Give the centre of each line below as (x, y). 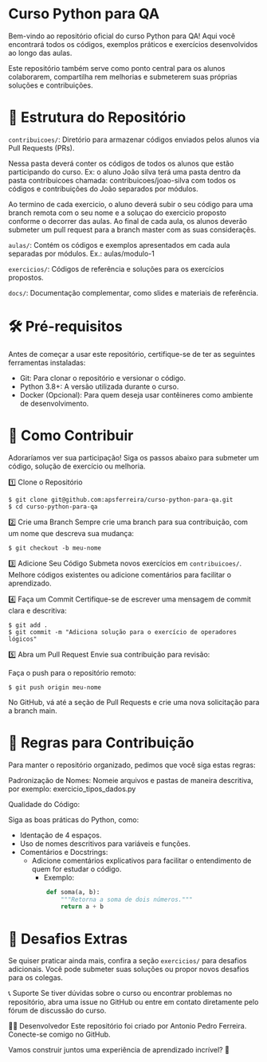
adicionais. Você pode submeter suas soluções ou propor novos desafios (129, 970)
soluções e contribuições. (51, 85)
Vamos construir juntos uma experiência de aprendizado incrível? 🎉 (119, 1050)
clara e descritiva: (38, 610)
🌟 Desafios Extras (68, 939)
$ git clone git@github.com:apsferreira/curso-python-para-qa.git (121, 500)
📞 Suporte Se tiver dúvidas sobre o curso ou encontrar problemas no (120, 993)
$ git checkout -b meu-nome (55, 548)
